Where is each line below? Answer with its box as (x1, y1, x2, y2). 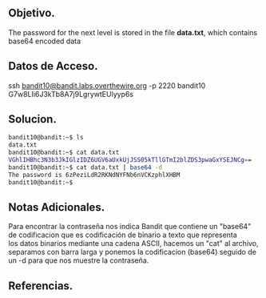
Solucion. (8, 112, 58, 127)
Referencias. (8, 279, 73, 292)
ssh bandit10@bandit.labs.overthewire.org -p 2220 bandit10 (8, 80, 206, 91)
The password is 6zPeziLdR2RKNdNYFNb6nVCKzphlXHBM (8, 171, 181, 179)
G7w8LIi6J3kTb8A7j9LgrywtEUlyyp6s (8, 89, 134, 99)
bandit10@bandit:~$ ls (8, 134, 84, 142)
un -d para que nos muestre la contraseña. (8, 256, 149, 265)
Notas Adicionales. (8, 200, 105, 214)
